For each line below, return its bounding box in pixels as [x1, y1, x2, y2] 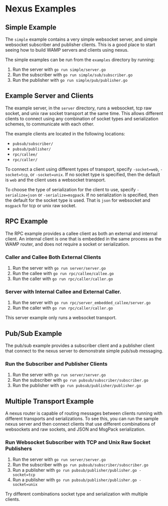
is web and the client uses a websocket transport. [5, 177, 106, 183]
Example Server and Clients [5, 91, 94, 100]
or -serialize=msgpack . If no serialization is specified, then [38, 192, 159, 198]
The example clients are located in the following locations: [5, 131, 125, 137]
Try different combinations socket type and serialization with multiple [5, 491, 148, 497]
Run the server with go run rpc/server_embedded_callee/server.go [12, 300, 151, 306]
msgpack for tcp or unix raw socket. [5, 202, 77, 208]
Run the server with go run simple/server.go [12, 66, 106, 72]
